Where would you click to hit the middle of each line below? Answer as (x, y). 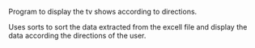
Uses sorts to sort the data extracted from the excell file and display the (128, 27)
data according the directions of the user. (77, 36)
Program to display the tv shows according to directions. (103, 12)
